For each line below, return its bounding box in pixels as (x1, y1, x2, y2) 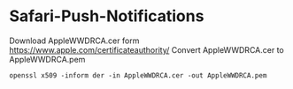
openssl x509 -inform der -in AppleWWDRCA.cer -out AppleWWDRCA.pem (9, 70, 267, 80)
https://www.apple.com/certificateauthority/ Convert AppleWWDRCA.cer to (9, 44, 285, 55)
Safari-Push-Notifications (9, 6, 204, 26)
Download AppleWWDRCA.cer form (9, 35, 140, 46)
